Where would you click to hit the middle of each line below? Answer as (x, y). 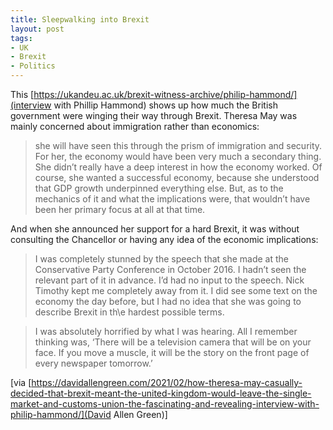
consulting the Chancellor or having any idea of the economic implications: (164, 239)
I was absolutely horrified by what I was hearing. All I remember (166, 331)
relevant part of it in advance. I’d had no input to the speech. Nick (169, 280)
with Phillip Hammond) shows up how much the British (165, 105)
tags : (21, 38)
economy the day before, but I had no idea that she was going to (168, 301)
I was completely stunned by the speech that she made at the (162, 259)
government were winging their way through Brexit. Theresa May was (154, 115)
